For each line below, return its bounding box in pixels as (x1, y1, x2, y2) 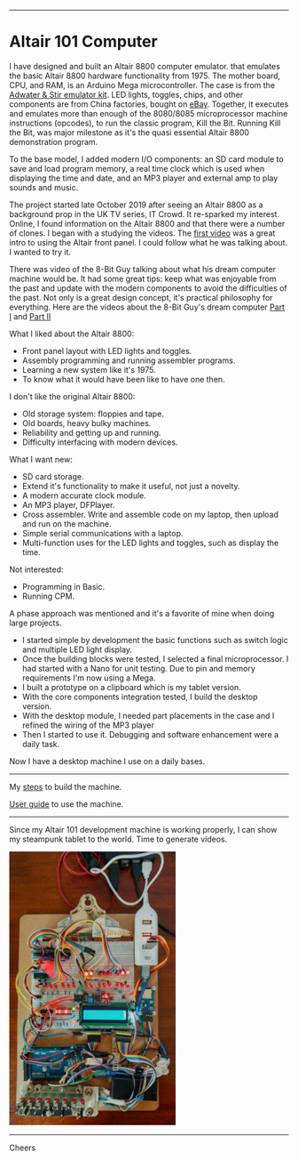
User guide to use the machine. (9, 798, 124, 810)
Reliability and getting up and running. (21, 427, 161, 438)
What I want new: (9, 454, 73, 464)
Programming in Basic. (21, 581, 106, 592)
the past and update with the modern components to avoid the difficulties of (9, 282, 288, 294)
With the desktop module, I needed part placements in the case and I (21, 710, 275, 721)
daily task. (21, 738, 60, 749)
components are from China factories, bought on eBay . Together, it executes (9, 99, 289, 109)
